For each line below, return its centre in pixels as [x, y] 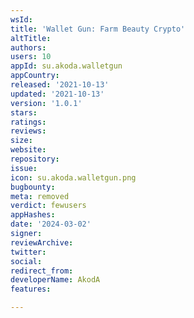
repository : [35, 159]
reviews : [28, 131]
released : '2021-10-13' [60, 85]
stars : [24, 112]
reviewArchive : [42, 242]
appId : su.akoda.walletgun [66, 66]
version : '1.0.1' [46, 103]
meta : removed [40, 196]
